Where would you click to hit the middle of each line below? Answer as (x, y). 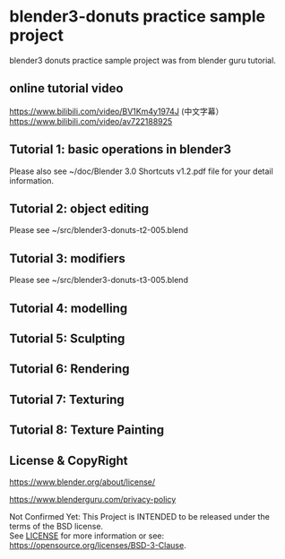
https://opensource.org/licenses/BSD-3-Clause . (98, 545)
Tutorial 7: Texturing (67, 399)
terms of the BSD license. (56, 526)
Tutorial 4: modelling (69, 308)
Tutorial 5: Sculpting (67, 338)
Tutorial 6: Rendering (69, 369)
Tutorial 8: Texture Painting (87, 430)
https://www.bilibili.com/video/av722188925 (91, 121)
